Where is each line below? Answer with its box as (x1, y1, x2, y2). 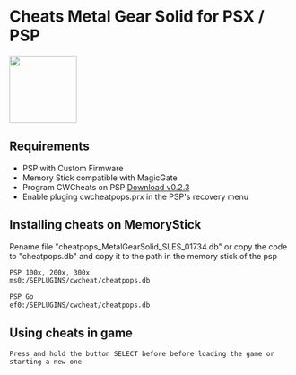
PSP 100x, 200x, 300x (9, 267, 91, 277)
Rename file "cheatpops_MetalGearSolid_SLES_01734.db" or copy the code (9, 240, 288, 252)
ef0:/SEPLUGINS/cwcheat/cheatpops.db (9, 301, 151, 310)
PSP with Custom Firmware (22, 162, 124, 173)
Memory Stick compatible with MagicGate (22, 172, 178, 183)
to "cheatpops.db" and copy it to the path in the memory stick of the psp (9, 250, 278, 261)
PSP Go (9, 292, 34, 301)
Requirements (9, 139, 90, 154)
